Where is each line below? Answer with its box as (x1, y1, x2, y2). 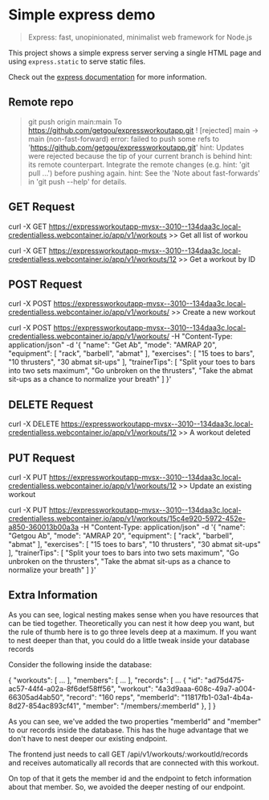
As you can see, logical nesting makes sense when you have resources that (8, 610, 259, 620)
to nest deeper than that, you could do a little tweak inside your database (8, 635, 251, 645)
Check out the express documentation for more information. (8, 72, 207, 81)
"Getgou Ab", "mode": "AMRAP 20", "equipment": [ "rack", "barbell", (8, 531, 234, 541)
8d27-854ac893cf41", (8, 701, 82, 711)
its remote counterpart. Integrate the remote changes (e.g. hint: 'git (27, 160, 251, 169)
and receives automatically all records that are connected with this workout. (8, 757, 259, 767)
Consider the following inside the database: (8, 659, 153, 669)
